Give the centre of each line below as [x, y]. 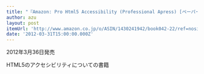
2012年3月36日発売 [31, 52]
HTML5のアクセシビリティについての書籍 [58, 65]
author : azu [21, 17]
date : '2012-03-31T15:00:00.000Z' [50, 34]
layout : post [23, 23]
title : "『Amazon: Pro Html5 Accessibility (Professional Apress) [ [94, 12]
